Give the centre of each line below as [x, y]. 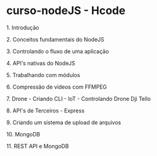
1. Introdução [23, 28]
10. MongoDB [23, 134]
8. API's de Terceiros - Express [45, 110]
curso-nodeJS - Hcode [66, 11]
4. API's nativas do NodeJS [41, 63]
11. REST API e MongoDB [38, 146]
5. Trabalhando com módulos [43, 75]
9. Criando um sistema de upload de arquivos [64, 122]
